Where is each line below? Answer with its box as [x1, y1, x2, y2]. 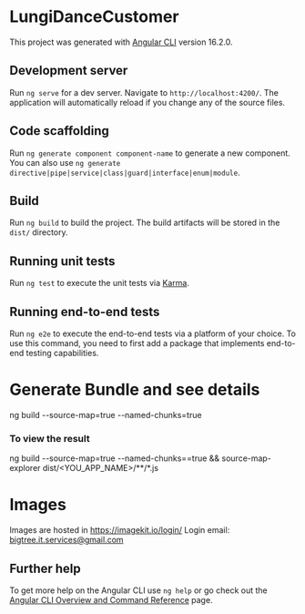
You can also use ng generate [9, 157, 121, 168]
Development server [9, 63, 128, 78]
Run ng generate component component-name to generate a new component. [9, 148, 291, 159]
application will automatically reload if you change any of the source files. [9, 97, 285, 107]
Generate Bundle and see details [9, 380, 260, 400]
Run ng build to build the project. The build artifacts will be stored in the [9, 217, 280, 229]
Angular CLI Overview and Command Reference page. [9, 594, 213, 605]
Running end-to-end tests [9, 303, 160, 320]
